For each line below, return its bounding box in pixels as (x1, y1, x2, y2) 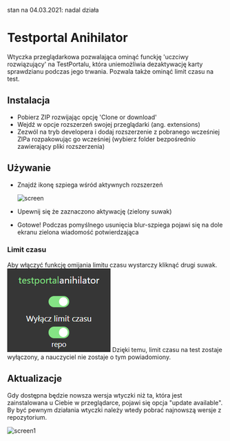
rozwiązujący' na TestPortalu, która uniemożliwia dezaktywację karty (7, 60, 203, 68)
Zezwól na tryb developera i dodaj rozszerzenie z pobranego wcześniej (17, 127, 220, 136)
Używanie (7, 162, 52, 174)
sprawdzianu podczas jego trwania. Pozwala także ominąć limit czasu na (7, 67, 214, 75)
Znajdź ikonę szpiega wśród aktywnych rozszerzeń (17, 181, 163, 189)
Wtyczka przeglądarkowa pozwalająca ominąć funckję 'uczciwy (7, 52, 189, 61)
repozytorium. (7, 413, 47, 421)
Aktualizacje (7, 373, 62, 384)
